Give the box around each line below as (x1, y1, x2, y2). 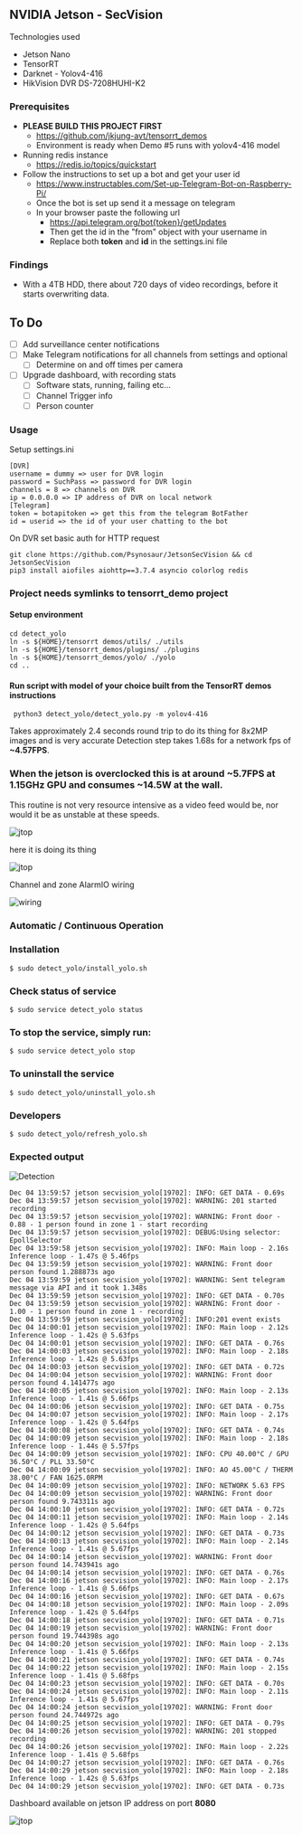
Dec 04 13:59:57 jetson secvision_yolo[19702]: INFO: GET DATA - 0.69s (9, 1188, 285, 1197)
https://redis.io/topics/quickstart (35, 159, 156, 170)
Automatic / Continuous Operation (9, 919, 165, 932)
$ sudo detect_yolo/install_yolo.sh (9, 963, 147, 973)
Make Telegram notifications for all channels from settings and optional (22, 349, 288, 360)
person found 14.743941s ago (9, 1560, 119, 1570)
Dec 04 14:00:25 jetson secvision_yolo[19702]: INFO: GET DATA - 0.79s (9, 1718, 285, 1728)
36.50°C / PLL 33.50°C (9, 1458, 95, 1467)
